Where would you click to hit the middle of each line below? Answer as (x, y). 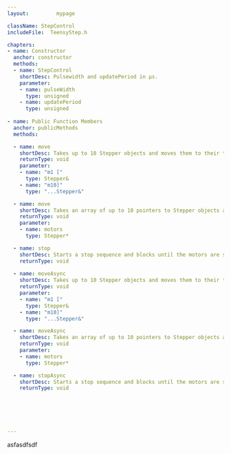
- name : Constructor (37, 51)
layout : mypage (41, 13)
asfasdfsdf (22, 444)
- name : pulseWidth (47, 89)
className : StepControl (41, 26)
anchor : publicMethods (46, 128)
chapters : (21, 45)
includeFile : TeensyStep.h (47, 32)
